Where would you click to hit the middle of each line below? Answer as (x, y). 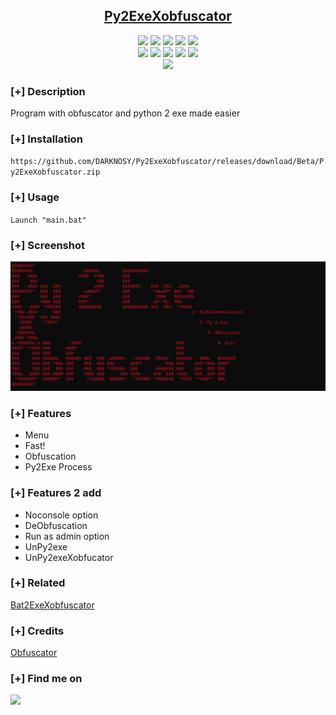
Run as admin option (67, 536)
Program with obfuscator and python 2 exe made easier (125, 113)
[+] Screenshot (47, 245)
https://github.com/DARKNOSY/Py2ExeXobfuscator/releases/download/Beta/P (167, 162)
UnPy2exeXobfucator (69, 557)
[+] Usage (35, 197)
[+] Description (48, 91)
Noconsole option (61, 515)
